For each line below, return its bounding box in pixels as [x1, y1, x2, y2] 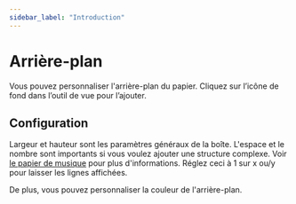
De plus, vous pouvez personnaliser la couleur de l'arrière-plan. [9, 184, 243, 195]
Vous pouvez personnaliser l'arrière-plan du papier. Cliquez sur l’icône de [9, 81, 279, 91]
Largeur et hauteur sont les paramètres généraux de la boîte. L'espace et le [9, 139, 284, 150]
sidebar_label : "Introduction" [9, 12, 125, 22]
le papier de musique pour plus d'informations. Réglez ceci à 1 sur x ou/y [9, 158, 276, 169]
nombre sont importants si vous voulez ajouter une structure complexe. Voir [9, 148, 287, 160]
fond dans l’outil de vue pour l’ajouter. [9, 90, 147, 100]
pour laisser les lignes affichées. [9, 168, 128, 178]
